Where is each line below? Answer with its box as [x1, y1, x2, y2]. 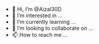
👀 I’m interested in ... [11, 12, 63, 19]
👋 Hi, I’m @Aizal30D [11, 6, 62, 12]
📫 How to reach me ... [11, 32, 68, 38]
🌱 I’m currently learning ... [11, 18, 76, 25]
